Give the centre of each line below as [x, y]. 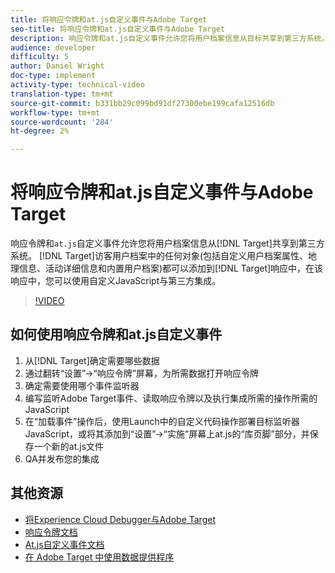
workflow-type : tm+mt [55, 112]
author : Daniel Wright [57, 66]
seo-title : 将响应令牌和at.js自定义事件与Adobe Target [118, 29]
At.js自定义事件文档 [64, 544]
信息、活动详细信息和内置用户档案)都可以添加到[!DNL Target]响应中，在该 [171, 268]
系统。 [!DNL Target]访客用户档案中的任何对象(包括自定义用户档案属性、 [159, 256]
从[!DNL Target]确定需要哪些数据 [92, 360]
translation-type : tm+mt [62, 94]
